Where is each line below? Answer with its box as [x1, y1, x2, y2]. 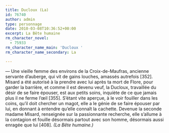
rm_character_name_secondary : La [5, 50, 76, 55]
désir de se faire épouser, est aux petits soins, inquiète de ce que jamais [5, 90, 157, 96]
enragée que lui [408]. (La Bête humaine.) [5, 122, 94, 128]
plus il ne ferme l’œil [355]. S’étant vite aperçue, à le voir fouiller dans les [5, 95, 158, 101]
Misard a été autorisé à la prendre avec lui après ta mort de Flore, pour [5, 79, 154, 85]
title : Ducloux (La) [5, 7, 49, 13]
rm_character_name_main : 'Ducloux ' [5, 45, 83, 50]
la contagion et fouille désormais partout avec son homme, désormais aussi [5, 116, 164, 122]
